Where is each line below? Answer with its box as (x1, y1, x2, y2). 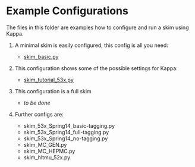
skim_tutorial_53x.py (23, 76, 74, 83)
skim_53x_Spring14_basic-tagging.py (23, 122, 115, 129)
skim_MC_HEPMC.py (23, 147, 76, 155)
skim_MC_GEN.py (23, 141, 67, 148)
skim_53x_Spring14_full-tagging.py (23, 128, 109, 136)
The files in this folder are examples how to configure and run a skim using (6, 24, 189, 31)
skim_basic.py (23, 53, 59, 60)
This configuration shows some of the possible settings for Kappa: (14, 64, 178, 72)
